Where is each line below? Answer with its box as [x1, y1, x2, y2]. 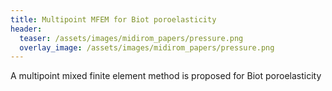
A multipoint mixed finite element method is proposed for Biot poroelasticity [10, 70, 322, 82]
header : [10, 24, 43, 34]
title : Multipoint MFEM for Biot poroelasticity [10, 14, 217, 25]
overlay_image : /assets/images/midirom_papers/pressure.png [19, 42, 275, 53]
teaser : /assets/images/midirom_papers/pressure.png [19, 33, 244, 43]
